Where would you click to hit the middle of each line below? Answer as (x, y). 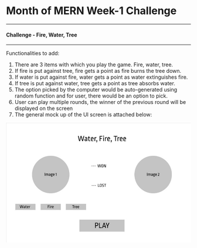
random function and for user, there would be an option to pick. (91, 96)
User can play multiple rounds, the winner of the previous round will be (100, 102)
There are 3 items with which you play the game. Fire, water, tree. (94, 65)
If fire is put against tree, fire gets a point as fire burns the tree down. (98, 71)
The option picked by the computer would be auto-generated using (96, 90)
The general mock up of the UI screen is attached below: (83, 115)
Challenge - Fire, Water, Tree (42, 35)
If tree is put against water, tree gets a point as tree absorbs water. (95, 83)
